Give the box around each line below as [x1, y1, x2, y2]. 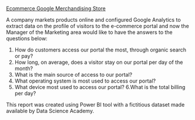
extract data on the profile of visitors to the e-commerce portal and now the [6, 23, 189, 29]
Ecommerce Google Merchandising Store [6, 5, 106, 12]
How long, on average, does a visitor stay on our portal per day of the [14, 59, 183, 66]
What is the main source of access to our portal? [14, 71, 133, 78]
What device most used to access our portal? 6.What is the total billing [14, 84, 186, 90]
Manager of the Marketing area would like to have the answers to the [6, 29, 173, 36]
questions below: [6, 35, 48, 42]
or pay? [14, 53, 33, 59]
